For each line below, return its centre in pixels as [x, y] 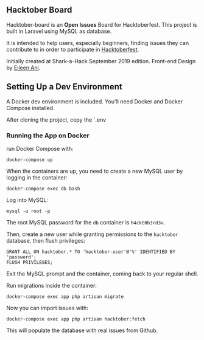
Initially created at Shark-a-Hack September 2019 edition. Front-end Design [101, 61]
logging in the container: [37, 177]
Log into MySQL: [27, 199]
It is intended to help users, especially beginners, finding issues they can [98, 43]
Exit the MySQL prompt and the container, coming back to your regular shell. [102, 274]
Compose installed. [30, 108]
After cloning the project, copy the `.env [56, 120]
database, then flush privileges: [46, 240]
